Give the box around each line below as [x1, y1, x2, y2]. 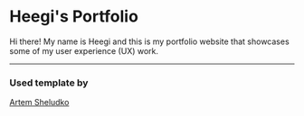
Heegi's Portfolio [9, 6, 138, 27]
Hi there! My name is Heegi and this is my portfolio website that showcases [9, 36, 290, 47]
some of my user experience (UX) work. [9, 45, 159, 56]
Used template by [9, 76, 89, 89]
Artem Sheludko [9, 97, 70, 108]
